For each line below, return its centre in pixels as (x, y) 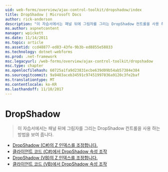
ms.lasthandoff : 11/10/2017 (34, 89)
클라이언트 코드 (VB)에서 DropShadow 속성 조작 (60, 164)
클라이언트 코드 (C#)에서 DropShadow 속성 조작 (60, 151)
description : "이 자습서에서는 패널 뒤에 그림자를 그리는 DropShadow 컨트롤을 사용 (82, 24)
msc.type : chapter (24, 66)
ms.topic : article (24, 43)
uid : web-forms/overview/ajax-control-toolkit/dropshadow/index (73, 10)
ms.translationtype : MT (30, 80)
